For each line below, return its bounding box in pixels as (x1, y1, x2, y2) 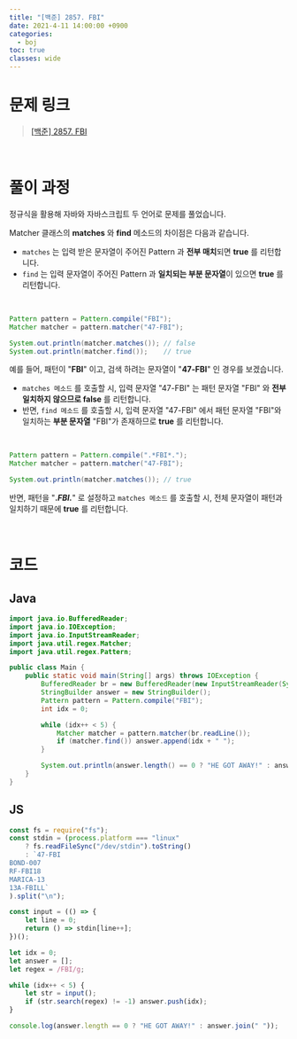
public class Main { (9, 663, 86, 672)
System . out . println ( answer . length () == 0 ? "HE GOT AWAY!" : (41, 762, 271, 770)
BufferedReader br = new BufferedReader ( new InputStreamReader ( (41, 680, 283, 689)
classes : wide (9, 54, 62, 63)
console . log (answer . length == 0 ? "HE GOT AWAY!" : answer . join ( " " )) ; (9, 1021, 279, 1031)
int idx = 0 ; (41, 704, 89, 714)
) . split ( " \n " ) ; (9, 892, 65, 901)
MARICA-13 (9, 875, 46, 884)
